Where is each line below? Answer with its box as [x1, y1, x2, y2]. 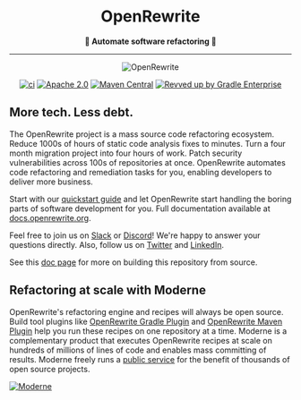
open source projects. [9, 363, 90, 374]
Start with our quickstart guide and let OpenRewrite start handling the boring [9, 193, 292, 204]
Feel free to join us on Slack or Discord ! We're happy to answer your [9, 230, 262, 241]
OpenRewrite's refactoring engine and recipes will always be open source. [9, 306, 284, 317]
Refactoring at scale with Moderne [9, 283, 206, 298]
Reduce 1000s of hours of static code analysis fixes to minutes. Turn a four [9, 138, 287, 149]
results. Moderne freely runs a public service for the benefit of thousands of [9, 353, 290, 364]
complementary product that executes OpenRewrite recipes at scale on [9, 335, 273, 345]
